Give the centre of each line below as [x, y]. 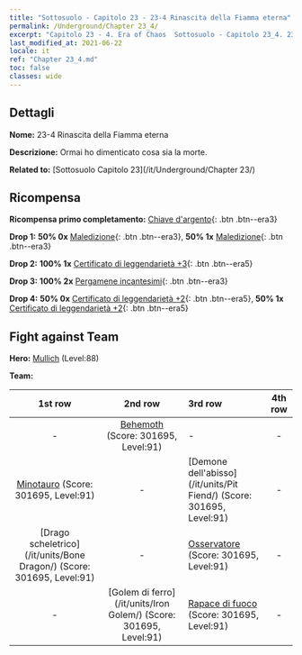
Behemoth [142, 424]
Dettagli [32, 113]
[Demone [208, 462]
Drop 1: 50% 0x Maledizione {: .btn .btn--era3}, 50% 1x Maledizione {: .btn [146, 237]
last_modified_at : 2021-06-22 [66, 43]
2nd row [142, 404]
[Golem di [129, 593]
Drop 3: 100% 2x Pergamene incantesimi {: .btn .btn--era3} [119, 281]
